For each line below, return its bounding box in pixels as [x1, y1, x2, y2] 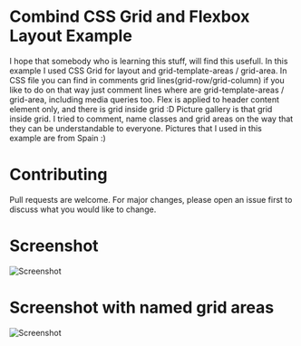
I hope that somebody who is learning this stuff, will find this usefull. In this [9, 55, 288, 66]
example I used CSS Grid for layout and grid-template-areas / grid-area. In [9, 65, 287, 76]
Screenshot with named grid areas [9, 297, 275, 318]
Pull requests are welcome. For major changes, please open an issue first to [9, 194, 293, 205]
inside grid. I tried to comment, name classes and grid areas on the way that [9, 113, 294, 124]
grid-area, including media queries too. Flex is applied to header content [9, 93, 279, 105]
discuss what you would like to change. [9, 204, 157, 215]
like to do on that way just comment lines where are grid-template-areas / [9, 84, 285, 95]
